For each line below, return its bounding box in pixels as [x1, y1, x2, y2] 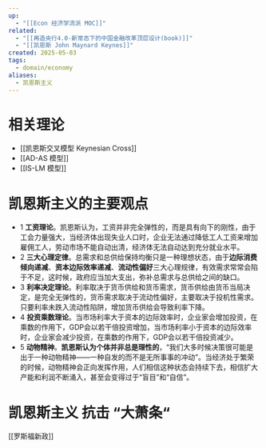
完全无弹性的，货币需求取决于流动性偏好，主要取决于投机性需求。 [41, 293, 258, 302]
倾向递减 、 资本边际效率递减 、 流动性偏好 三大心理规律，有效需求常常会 [19, 262, 252, 272]
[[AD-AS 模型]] [19, 154, 69, 163]
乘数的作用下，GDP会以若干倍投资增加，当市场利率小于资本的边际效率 [19, 322, 252, 332]
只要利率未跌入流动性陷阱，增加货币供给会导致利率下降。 [19, 302, 209, 312]
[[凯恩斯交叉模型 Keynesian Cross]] [19, 143, 137, 153]
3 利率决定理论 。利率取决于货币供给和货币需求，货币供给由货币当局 [19, 282, 244, 292]
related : [8, 26, 38, 34]
